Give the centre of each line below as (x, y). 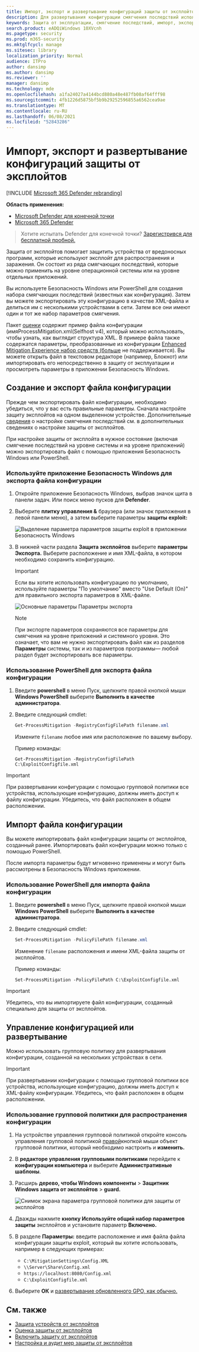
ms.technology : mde (30, 89)
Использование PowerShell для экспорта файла (79, 670)
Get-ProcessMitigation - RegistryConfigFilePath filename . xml (92, 726)
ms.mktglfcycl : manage (34, 45)
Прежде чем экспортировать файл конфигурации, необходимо (86, 402)
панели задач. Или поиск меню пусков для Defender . (83, 500)
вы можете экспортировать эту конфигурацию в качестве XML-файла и (97, 301)
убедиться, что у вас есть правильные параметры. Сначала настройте (96, 408)
